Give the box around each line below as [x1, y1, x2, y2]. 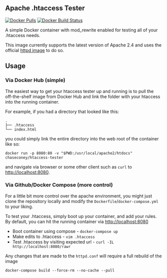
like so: [5, 141, 20, 147]
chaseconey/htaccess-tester [5, 155, 64, 160]
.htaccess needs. [5, 32, 41, 38]
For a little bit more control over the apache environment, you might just [5, 192, 152, 199]
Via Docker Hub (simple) [5, 77, 66, 84]
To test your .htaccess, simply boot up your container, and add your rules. [5, 213, 157, 219]
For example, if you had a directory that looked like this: [5, 108, 119, 114]
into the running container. [5, 98, 60, 104]
